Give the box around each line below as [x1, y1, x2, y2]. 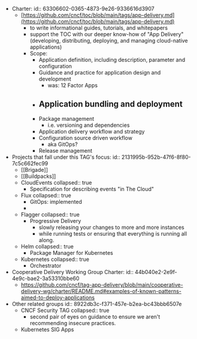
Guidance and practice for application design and [38, 69, 161, 76]
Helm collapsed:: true [20, 243, 74, 250]
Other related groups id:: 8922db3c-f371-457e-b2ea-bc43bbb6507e [11, 300, 182, 307]
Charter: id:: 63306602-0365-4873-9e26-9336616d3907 [11, 5, 154, 12]
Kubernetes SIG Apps [20, 326, 74, 333]
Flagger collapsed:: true [20, 210, 80, 218]
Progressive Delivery [29, 217, 81, 224]
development [38, 75, 72, 82]
